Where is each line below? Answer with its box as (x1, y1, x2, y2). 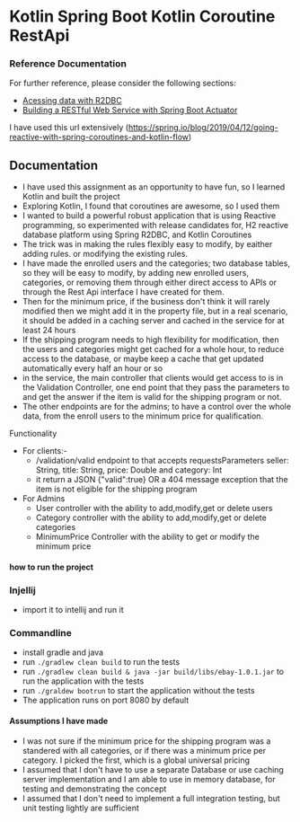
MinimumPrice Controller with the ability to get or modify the (35, 532, 260, 543)
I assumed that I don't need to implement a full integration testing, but (22, 792, 280, 803)
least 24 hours (22, 325, 76, 336)
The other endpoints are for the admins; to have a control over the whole (22, 402, 292, 412)
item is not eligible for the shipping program (35, 483, 198, 495)
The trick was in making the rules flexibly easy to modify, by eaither (22, 239, 273, 250)
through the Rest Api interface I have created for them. (22, 287, 225, 297)
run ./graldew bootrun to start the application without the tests (22, 685, 255, 696)
